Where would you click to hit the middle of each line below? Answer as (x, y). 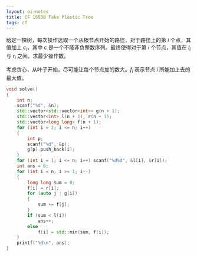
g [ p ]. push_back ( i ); (51, 149)
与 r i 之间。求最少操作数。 (37, 57)
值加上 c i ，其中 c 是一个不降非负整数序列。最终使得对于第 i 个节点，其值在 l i (98, 48)
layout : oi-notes (27, 12)
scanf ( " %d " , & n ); (38, 106)
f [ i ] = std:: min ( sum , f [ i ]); (73, 232)
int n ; (25, 100)
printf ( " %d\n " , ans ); (43, 243)
